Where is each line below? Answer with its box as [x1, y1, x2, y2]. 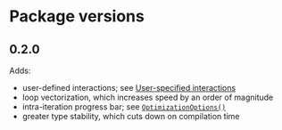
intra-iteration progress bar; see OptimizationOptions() [21, 102, 226, 112]
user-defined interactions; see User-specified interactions [21, 83, 236, 93]
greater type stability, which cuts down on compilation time [21, 111, 240, 121]
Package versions [9, 6, 145, 27]
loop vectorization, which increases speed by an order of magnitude [21, 92, 274, 102]
